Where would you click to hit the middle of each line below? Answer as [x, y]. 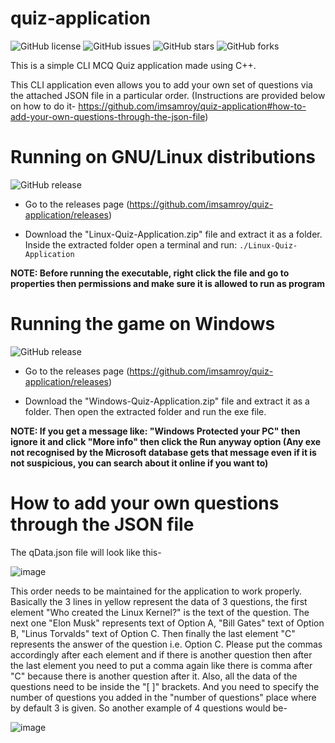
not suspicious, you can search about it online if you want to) [139, 463]
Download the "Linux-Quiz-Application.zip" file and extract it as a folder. [173, 234]
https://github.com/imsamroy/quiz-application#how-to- [192, 106]
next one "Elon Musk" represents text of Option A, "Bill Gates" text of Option [167, 623]
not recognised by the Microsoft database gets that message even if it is [163, 452]
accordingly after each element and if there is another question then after [161, 654]
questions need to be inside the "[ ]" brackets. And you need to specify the [165, 686]
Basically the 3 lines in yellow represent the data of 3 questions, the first [159, 601]
